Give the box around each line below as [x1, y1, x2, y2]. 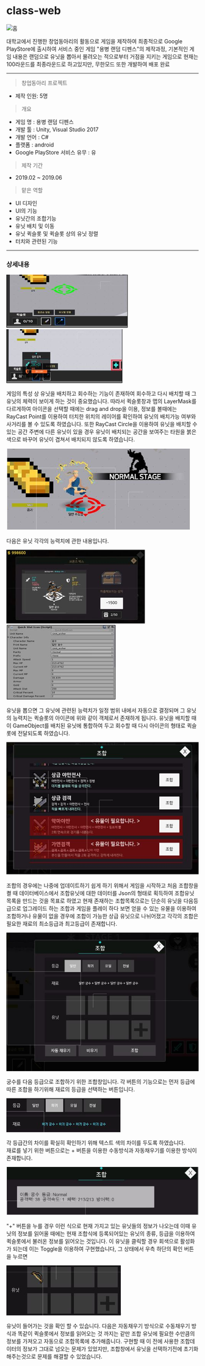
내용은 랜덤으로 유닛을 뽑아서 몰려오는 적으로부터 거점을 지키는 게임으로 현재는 [12, 53, 199, 60]
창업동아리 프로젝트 [21, 79, 68, 86]
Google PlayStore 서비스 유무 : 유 [15, 148, 96, 156]
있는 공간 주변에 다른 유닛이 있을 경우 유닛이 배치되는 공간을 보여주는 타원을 [6, 428, 185, 435]
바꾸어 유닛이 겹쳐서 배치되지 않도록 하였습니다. [22, 436, 135, 443]
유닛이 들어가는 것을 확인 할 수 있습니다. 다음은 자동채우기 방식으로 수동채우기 [6, 1323, 190, 1330]
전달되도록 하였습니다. [17, 730, 70, 737]
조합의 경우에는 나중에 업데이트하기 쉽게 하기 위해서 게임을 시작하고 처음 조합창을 [6, 882, 199, 889]
